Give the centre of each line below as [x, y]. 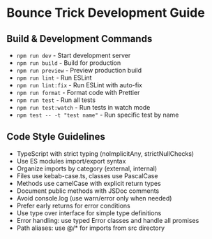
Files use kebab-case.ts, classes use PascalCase [87, 175]
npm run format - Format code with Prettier [78, 93]
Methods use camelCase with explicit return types [89, 183]
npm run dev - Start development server [74, 55]
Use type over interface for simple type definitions [89, 213]
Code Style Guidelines [56, 137]
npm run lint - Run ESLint [54, 78]
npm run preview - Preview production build [79, 70]
